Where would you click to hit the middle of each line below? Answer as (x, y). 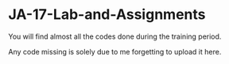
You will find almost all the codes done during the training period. (115, 36)
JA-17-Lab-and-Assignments (107, 15)
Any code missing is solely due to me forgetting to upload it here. (115, 51)
